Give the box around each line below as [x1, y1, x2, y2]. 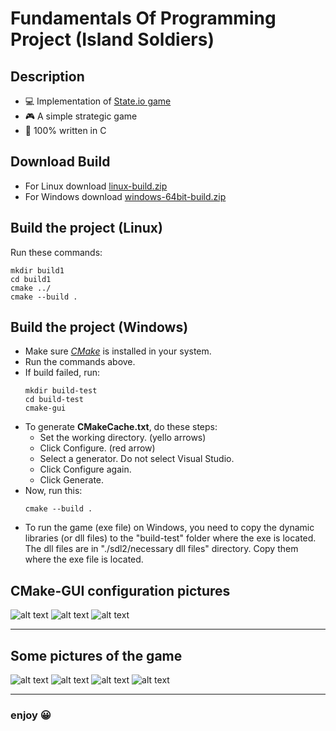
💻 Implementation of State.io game [24, 95, 172, 107]
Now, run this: [24, 485, 83, 497]
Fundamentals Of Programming [10, 7, 277, 30]
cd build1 [10, 274, 52, 284]
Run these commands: [10, 246, 103, 258]
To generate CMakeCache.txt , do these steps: [24, 421, 218, 433]
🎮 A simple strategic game [24, 110, 138, 122]
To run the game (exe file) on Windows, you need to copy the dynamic [24, 522, 315, 534]
